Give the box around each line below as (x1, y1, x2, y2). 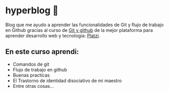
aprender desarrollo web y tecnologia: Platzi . (5, 32, 100, 39)
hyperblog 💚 (5, 5, 59, 16)
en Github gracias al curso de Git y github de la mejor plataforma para (5, 27, 153, 33)
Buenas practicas (12, 72, 50, 78)
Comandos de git (12, 61, 50, 67)
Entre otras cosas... (12, 83, 54, 89)
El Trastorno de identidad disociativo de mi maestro (12, 77, 122, 84)
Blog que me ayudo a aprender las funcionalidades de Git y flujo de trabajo (5, 22, 164, 28)
